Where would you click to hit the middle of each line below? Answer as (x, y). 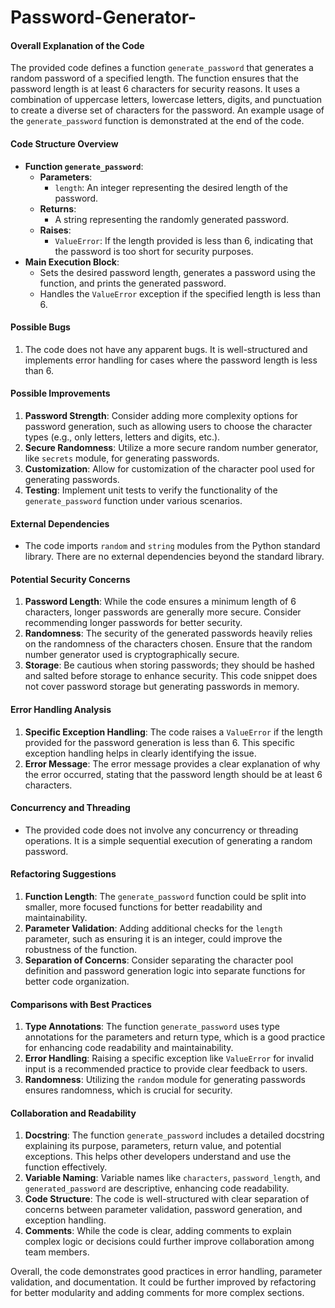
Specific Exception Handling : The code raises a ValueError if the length (173, 732)
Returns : (58, 208)
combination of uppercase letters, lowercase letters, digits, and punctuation (166, 100)
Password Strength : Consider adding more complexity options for (161, 415)
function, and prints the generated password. (133, 283)
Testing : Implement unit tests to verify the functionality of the (151, 490)
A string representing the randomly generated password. (171, 219)
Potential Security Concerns (70, 579)
